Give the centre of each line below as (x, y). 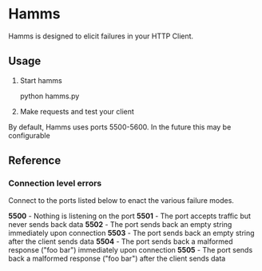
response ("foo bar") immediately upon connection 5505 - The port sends (131, 250)
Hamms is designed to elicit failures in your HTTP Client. (101, 36)
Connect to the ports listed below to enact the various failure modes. (121, 201)
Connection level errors (55, 183)
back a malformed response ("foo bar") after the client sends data (117, 259)
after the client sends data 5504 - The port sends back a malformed (121, 241)
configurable (29, 135)
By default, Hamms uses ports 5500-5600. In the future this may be (120, 127)
